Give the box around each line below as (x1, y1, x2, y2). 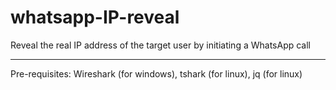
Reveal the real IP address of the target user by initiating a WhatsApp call (10, 39, 311, 51)
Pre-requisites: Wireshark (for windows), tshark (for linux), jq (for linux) (10, 67, 303, 80)
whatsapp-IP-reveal (10, 6, 180, 29)
